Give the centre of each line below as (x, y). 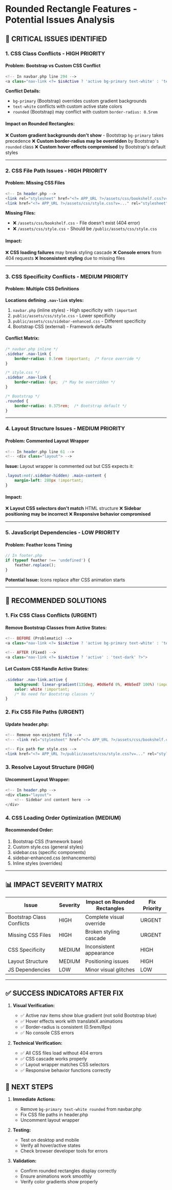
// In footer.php (24, 556)
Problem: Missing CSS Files (35, 183)
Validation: (25, 1161)
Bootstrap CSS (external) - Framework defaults (62, 326)
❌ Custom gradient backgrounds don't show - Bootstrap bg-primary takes (84, 135)
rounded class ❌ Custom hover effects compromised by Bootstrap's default (85, 146)
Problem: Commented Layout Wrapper (47, 441)
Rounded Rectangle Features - (71, 9)
